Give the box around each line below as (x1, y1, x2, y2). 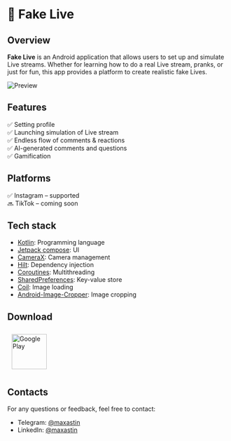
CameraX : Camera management (17, 253, 111, 262)
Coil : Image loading (17, 283, 73, 292)
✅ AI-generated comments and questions (7, 144, 127, 152)
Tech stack (7, 220, 57, 232)
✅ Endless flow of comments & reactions (7, 136, 125, 144)
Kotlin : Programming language (17, 238, 105, 247)
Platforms (7, 172, 51, 184)
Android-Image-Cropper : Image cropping (17, 290, 136, 299)
